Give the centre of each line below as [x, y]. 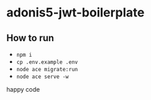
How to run [30, 38]
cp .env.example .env [47, 62]
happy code [23, 89]
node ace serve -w [42, 77]
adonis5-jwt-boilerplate [75, 13]
